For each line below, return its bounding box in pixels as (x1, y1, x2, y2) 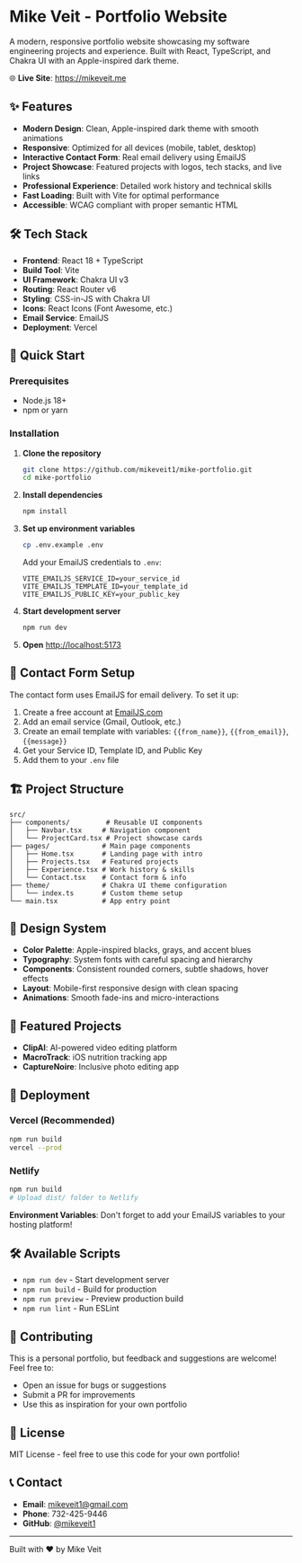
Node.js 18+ (22, 395, 67, 406)
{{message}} (22, 737, 67, 746)
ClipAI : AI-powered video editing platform (22, 1043, 178, 1053)
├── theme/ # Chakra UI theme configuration (9, 881, 227, 890)
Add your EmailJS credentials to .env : (22, 557, 162, 568)
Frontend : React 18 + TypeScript (22, 254, 144, 266)
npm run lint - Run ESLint (22, 1303, 120, 1314)
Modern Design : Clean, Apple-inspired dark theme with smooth (22, 123, 259, 134)
